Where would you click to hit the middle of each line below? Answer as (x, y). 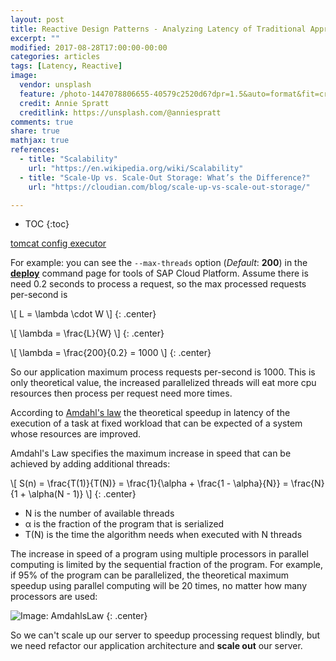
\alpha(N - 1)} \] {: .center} (82, 494)
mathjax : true (40, 141)
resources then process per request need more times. (121, 393)
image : (24, 76)
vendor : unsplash (55, 85)
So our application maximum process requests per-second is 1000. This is (163, 372)
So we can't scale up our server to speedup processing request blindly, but (165, 635)
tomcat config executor (58, 243)
